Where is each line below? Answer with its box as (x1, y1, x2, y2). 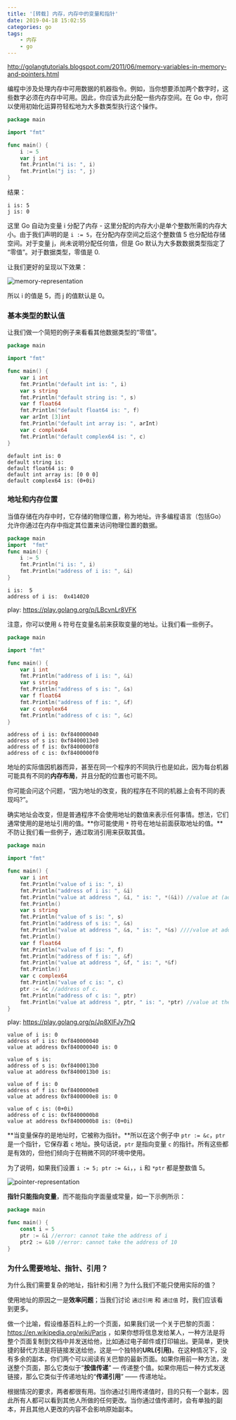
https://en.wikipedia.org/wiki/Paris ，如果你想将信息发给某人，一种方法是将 (7, 1328, 225, 1337)
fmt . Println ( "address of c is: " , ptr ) (20, 992, 137, 999)
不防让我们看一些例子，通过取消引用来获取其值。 (7, 828, 149, 836)
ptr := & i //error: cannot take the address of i (20, 1233, 169, 1240)
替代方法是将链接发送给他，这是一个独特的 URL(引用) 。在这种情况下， (19, 1346, 221, 1354)
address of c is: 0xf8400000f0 (7, 750, 99, 757)
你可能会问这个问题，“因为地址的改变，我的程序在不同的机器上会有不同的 (7, 786, 220, 795)
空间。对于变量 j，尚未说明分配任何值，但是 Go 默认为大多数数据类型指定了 (7, 239, 226, 247)
